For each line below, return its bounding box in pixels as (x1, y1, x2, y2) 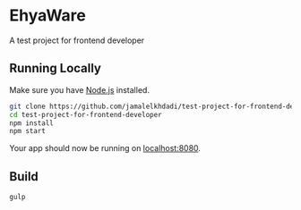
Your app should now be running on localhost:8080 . (9, 143, 202, 154)
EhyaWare (9, 5, 87, 26)
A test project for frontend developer (9, 35, 145, 46)
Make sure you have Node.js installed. (9, 84, 150, 95)
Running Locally (9, 61, 101, 76)
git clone (9, 102, 47, 111)
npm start (9, 127, 47, 136)
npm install (9, 118, 54, 128)
